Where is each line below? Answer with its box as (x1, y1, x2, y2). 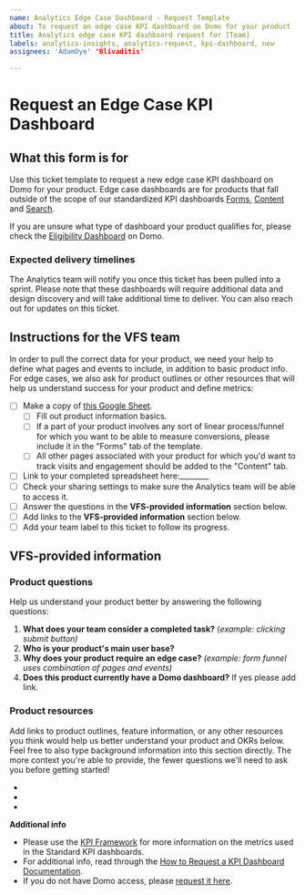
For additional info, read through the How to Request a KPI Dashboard (22, 856, 285, 867)
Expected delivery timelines (9, 253, 136, 266)
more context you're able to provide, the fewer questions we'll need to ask (9, 754, 289, 766)
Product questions (9, 576, 94, 589)
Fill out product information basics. (36, 411, 168, 422)
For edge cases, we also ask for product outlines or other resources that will (9, 373, 296, 384)
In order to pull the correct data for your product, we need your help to (9, 354, 274, 365)
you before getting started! (9, 764, 110, 775)
